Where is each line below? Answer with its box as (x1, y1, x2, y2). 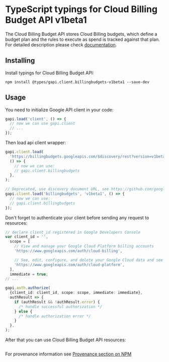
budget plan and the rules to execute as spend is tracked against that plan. (5, 36, 160, 42)
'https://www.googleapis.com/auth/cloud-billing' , (14, 248, 123, 253)
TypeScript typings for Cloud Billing (5, 4, 157, 15)
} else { (14, 309, 33, 314)
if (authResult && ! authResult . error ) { (14, 299, 100, 304)
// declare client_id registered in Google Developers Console (5, 230, 141, 235)
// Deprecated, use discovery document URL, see (5, 187, 109, 192)
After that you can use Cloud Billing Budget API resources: (5, 337, 126, 343)
